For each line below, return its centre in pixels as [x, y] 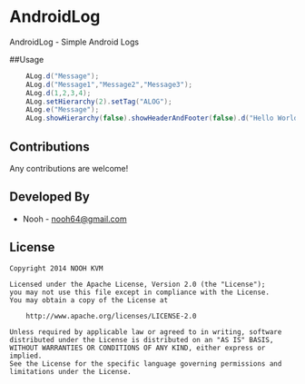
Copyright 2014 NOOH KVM [56, 268]
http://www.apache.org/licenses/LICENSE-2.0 [111, 316]
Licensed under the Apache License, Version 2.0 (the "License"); [138, 284]
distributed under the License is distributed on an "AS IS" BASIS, [142, 340]
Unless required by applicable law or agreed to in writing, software [146, 332]
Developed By [50, 197]
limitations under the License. [70, 371]
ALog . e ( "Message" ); [63, 110]
